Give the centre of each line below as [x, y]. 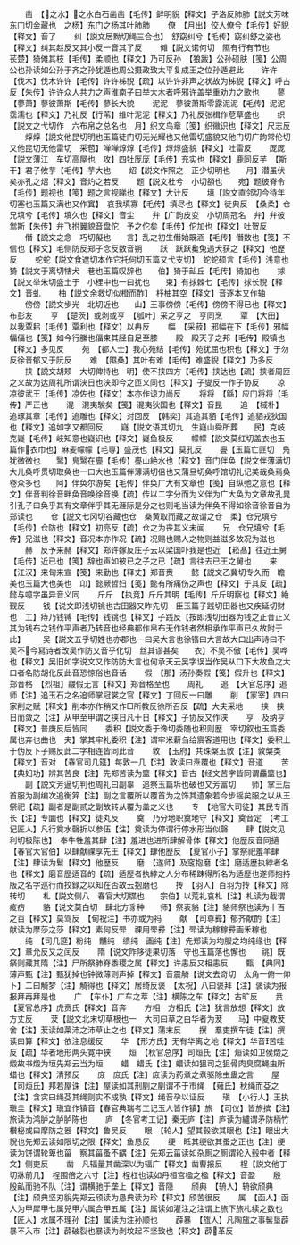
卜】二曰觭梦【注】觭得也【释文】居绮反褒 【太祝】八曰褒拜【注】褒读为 [144, 985]
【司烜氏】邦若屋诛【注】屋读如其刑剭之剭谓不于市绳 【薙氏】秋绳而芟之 [144, 1086]
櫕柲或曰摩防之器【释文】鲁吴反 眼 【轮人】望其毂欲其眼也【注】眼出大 [149, 1130]
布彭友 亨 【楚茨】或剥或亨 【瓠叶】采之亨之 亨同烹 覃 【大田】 [146, 315]
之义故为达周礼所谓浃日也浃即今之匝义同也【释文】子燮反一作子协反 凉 [147, 382]
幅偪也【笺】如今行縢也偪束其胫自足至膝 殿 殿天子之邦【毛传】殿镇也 [147, 338]
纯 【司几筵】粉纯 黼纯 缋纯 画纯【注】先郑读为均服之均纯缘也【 [152, 940]
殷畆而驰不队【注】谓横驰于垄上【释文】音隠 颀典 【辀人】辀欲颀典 [142, 1186]
